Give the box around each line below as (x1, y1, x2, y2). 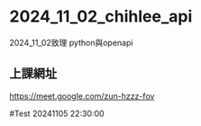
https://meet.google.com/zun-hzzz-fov (9, 90, 155, 101)
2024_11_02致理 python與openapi (9, 37, 133, 48)
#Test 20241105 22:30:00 (9, 108, 105, 119)
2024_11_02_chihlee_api (9, 6, 193, 27)
